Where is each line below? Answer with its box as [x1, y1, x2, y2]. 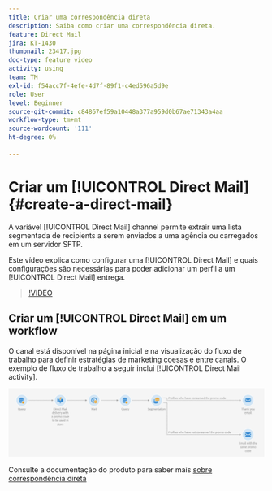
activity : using [8, 65, 63, 73]
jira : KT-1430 [8, 39, 57, 47]
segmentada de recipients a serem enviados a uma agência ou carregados [8, 230, 258, 240]
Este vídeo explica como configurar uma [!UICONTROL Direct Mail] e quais [8, 254, 258, 264]
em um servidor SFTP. [8, 239, 84, 249]
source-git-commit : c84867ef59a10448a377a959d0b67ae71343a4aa [8, 107, 223, 115]
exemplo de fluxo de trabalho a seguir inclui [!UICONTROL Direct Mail [8, 363, 241, 373]
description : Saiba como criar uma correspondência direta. [8, 21, 217, 30]
